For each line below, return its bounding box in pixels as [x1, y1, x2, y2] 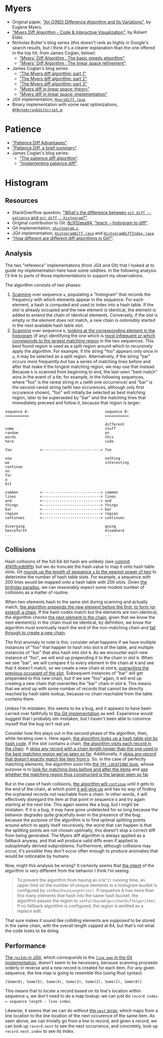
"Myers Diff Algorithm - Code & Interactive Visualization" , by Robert [12, 29, 147, 35]
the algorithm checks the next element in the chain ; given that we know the [5, 614, 155, 620]
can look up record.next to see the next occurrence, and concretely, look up [5, 1023, 158, 1029]
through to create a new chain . [5, 630, 66, 636]
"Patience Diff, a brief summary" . [12, 145, 78, 151]
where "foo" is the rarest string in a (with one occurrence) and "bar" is [12, 379, 153, 385]
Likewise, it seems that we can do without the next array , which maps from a [5, 1008, 158, 1014]
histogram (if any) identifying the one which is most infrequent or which [12, 333, 155, 338]
